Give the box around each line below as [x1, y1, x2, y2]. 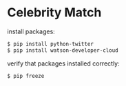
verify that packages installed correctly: [7, 59, 120, 68]
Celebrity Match [7, 5, 102, 20]
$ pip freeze [7, 72, 45, 79]
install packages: [7, 27, 55, 35]
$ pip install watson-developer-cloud [7, 46, 118, 54]
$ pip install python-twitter [7, 40, 94, 47]
